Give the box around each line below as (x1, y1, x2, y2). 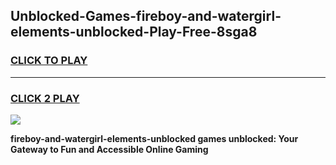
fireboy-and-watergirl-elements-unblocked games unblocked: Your (10, 132, 299, 144)
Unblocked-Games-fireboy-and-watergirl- (10, 8, 282, 25)
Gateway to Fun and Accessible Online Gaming (10, 143, 209, 155)
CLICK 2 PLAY (10, 91, 80, 105)
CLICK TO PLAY (10, 54, 88, 68)
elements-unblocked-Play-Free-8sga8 (10, 24, 258, 41)
